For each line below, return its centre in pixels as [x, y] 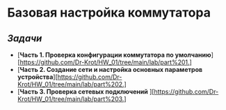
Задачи [25, 38]
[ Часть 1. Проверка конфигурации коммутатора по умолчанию [114, 55]
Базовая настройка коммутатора [109, 13]
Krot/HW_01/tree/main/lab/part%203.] [72, 99]
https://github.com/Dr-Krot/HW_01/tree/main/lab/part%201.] [106, 62]
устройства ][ [37, 77]
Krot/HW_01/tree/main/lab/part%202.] [72, 84]
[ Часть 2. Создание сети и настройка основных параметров [110, 70]
